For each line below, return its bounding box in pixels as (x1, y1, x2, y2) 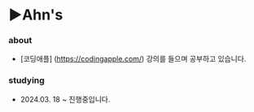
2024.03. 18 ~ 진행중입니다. (20, 94, 111, 104)
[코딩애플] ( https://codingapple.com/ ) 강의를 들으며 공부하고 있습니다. (20, 54, 247, 64)
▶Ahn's (8, 6, 63, 24)
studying (8, 75, 45, 86)
